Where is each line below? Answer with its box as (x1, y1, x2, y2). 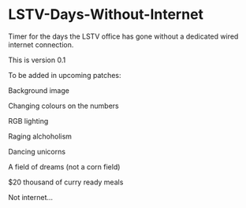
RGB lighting (8, 116, 49, 125)
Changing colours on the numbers (8, 101, 120, 110)
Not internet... (8, 192, 54, 202)
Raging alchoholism (8, 132, 73, 141)
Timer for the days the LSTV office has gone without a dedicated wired (8, 32, 239, 41)
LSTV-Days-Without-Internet (8, 6, 203, 24)
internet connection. (8, 39, 74, 49)
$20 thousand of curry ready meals (8, 177, 124, 187)
